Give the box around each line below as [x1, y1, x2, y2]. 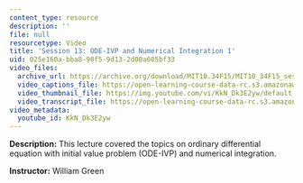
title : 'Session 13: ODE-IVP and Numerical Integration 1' [9, 47, 236, 56]
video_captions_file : [17, 80, 99, 89]
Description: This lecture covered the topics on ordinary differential [9, 139, 262, 150]
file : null [9, 30, 50, 39]
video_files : [9, 64, 59, 73]
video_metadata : [9, 105, 70, 114]
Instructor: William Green [9, 166, 105, 177]
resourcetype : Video [9, 38, 87, 48]
